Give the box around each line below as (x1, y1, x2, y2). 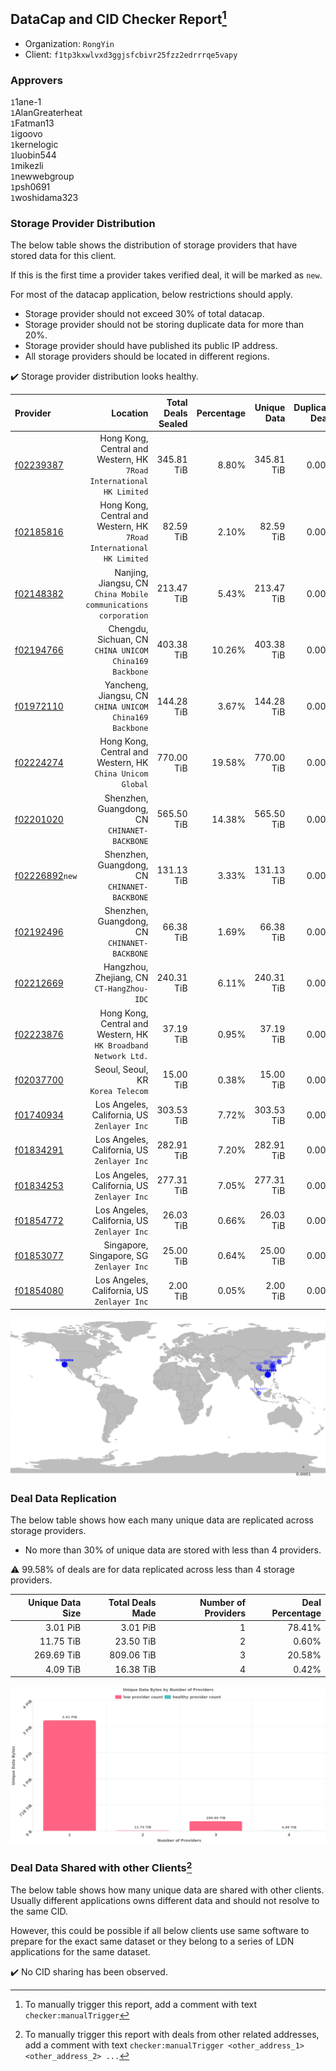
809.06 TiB (109, 1649, 157, 1661)
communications (85, 600, 149, 610)
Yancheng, (104, 679, 149, 691)
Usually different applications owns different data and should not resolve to (10, 1894, 320, 1906)
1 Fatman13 (10, 117, 55, 129)
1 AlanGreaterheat (10, 107, 83, 119)
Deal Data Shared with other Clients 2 (10, 1859, 193, 1875)
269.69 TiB (33, 1649, 82, 1661)
